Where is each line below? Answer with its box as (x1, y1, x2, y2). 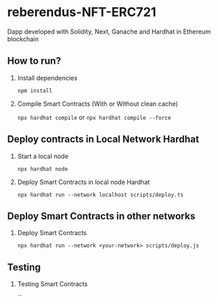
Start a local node (17, 152, 68, 160)
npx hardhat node (17, 165, 68, 172)
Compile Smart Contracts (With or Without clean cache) (17, 99, 178, 108)
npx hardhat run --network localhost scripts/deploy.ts (17, 191, 184, 198)
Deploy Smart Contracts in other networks (7, 210, 196, 222)
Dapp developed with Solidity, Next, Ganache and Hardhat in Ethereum (7, 27, 211, 36)
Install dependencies (17, 73, 78, 82)
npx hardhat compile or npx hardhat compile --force (17, 113, 171, 121)
